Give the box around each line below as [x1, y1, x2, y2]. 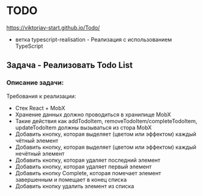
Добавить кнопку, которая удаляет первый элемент [15, 163, 152, 170]
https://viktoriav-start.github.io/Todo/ [6, 24, 100, 31]
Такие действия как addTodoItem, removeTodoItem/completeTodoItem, [15, 117, 197, 124]
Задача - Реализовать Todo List [6, 60, 133, 70]
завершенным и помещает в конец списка [15, 176, 127, 183]
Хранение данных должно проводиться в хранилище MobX [15, 111, 171, 118]
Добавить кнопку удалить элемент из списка [15, 182, 135, 190]
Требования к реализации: [6, 92, 76, 100]
